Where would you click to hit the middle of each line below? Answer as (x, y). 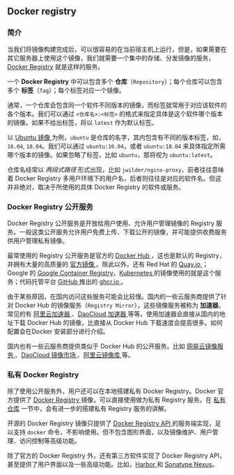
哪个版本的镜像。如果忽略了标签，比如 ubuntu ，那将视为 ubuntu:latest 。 (112, 154)
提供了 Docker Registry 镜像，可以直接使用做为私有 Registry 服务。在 (112, 400)
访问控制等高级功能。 (50, 441)
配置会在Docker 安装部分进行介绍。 (58, 331)
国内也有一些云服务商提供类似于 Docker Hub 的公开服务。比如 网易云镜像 (112, 346)
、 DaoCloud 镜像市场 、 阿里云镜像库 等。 (75, 354)
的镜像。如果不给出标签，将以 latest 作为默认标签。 (83, 122)
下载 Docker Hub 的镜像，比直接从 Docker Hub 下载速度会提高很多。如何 (118, 322)
